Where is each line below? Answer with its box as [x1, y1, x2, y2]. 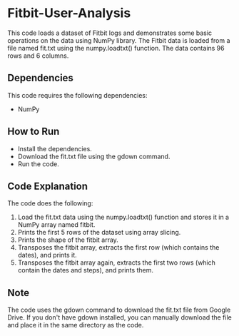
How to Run [7, 126, 60, 138]
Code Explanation [7, 180, 88, 192]
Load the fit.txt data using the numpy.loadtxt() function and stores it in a [17, 213, 230, 222]
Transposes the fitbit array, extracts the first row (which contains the [17, 243, 220, 252]
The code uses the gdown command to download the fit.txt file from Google [7, 305, 231, 315]
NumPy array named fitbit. [17, 220, 96, 229]
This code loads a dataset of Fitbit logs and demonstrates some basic [7, 29, 213, 37]
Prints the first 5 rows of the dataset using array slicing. [17, 228, 181, 237]
